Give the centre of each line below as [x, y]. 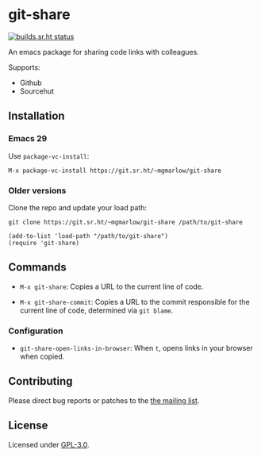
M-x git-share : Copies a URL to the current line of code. [111, 286]
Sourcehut [36, 91]
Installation [36, 116]
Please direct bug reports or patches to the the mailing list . [104, 400]
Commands [38, 267]
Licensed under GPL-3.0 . [49, 444]
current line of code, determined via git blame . [96, 310]
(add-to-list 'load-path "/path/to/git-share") [88, 236]
